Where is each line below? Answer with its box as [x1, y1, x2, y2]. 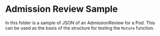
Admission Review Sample [5, 3, 118, 15]
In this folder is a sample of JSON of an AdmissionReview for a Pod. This [5, 20, 155, 26]
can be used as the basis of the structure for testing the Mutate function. [5, 25, 154, 31]
